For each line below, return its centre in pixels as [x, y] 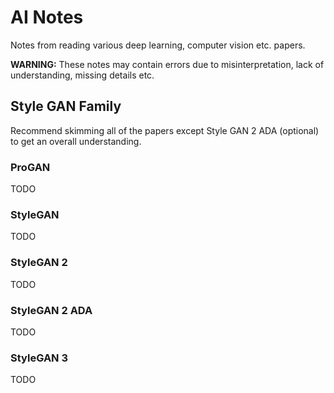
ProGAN [30, 167]
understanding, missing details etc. [82, 75]
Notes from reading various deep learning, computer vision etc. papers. [158, 45]
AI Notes [47, 17]
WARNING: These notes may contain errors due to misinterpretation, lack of [167, 64]
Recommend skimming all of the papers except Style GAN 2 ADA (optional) [165, 130]
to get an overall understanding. [76, 141]
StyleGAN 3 [39, 358]
